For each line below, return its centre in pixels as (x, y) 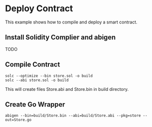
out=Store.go (18, 120)
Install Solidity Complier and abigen (60, 37)
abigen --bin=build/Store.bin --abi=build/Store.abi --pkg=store (73, 116)
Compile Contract (33, 65)
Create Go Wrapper (35, 104)
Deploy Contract (39, 9)
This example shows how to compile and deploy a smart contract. (71, 22)
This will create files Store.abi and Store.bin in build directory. (67, 89)
